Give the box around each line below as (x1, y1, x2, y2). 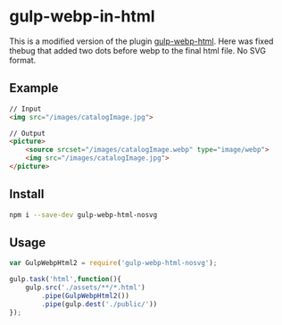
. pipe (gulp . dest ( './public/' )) (41, 299, 158, 309)
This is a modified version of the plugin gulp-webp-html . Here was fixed (9, 36, 274, 46)
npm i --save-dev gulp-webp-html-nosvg (9, 210, 158, 220)
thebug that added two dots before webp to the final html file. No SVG (9, 45, 266, 55)
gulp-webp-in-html (9, 6, 155, 27)
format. (9, 54, 37, 65)
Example (9, 80, 59, 96)
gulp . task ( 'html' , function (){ (9, 275, 122, 284)
